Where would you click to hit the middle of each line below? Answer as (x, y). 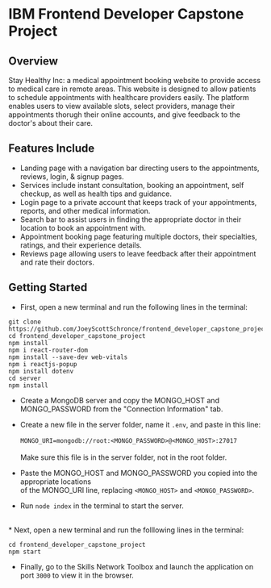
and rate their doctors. (57, 262)
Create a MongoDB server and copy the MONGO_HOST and (120, 400)
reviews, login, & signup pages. (72, 176)
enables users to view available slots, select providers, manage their (122, 106)
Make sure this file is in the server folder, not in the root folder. (123, 457)
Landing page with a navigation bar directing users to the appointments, (140, 168)
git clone (25, 322)
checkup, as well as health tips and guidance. (96, 194)
